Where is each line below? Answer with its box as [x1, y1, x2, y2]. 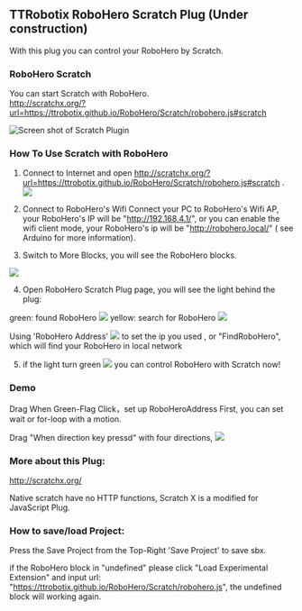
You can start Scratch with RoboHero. [9, 88, 150, 99]
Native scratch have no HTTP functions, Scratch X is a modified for [9, 493, 259, 503]
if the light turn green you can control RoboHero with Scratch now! [22, 360, 281, 370]
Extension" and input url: [9, 572, 101, 583]
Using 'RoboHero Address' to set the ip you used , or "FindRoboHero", [9, 331, 281, 342]
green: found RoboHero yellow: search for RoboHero [9, 313, 216, 324]
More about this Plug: [9, 454, 105, 467]
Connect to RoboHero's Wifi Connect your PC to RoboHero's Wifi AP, [22, 204, 279, 214]
